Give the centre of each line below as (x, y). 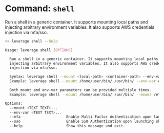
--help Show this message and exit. (67, 126)
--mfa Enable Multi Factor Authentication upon (81, 117)
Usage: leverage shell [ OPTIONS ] (39, 50)
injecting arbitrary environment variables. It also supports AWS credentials (80, 27)
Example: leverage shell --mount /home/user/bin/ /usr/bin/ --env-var (83, 81)
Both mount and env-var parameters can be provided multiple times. (81, 90)
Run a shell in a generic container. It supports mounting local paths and (77, 22)
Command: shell (40, 9)
